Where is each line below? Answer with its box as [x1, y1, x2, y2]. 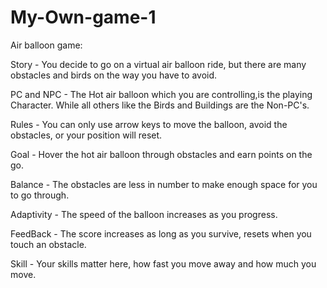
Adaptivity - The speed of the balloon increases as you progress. [10, 208, 278, 220]
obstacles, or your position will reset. [10, 129, 163, 141]
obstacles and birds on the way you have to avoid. [10, 69, 218, 81]
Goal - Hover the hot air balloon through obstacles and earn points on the [10, 148, 313, 160]
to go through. [10, 189, 70, 201]
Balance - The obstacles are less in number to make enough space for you [10, 178, 318, 190]
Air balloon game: [10, 39, 83, 51]
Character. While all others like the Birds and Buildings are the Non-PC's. [10, 99, 310, 111]
